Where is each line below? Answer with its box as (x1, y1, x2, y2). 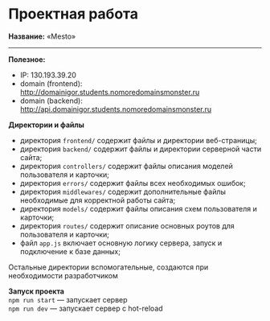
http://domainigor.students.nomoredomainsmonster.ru (19, 87, 200, 97)
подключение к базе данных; (19, 246, 121, 256)
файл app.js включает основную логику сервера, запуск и (19, 238, 223, 248)
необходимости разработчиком (8, 270, 118, 280)
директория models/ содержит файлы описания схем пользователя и (19, 204, 257, 213)
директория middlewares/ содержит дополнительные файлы (19, 187, 227, 196)
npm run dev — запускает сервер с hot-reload (8, 303, 163, 313)
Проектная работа (8, 5, 139, 23)
